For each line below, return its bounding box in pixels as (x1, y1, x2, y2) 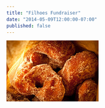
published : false (6, 23, 51, 29)
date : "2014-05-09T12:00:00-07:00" (6, 16, 98, 23)
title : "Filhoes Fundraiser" (6, 10, 81, 16)
